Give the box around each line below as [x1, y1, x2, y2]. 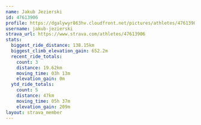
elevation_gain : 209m [16, 103, 70, 110]
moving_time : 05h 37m [16, 98, 70, 104]
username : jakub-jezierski [5, 25, 73, 32]
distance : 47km [16, 93, 55, 99]
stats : [5, 37, 22, 43]
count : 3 [16, 59, 38, 65]
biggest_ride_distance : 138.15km [11, 43, 95, 49]
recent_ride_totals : [11, 53, 62, 59]
